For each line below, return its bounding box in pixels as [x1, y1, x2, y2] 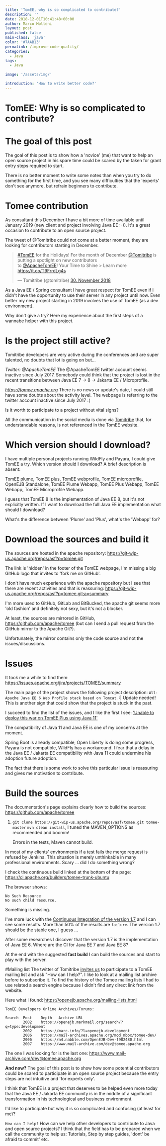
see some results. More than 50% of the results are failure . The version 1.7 [5, 921, 161, 927]
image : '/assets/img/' [5, 72, 52, 77]
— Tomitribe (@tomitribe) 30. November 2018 [17, 277, 111, 283]
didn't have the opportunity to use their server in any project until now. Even [5, 292, 161, 298]
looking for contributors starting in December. [5, 242, 99, 248]
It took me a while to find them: [5, 674, 69, 680]
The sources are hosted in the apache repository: [5, 550, 106, 556]
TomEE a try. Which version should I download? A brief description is [5, 461, 147, 467]
